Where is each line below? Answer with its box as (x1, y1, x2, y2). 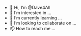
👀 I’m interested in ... (9, 10, 52, 16)
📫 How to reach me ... (9, 26, 55, 31)
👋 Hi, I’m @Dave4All (9, 5, 51, 10)
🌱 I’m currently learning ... (9, 15, 62, 20)
